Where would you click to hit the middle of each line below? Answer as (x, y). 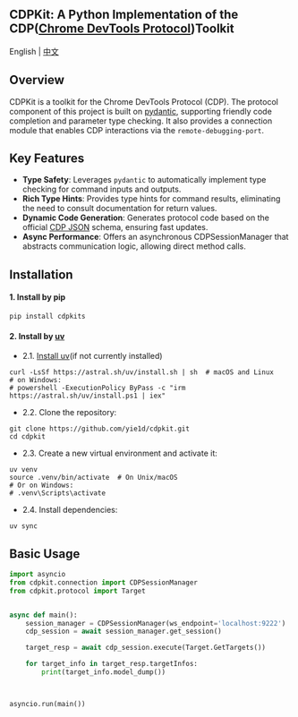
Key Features (47, 159)
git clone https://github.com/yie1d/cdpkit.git (100, 429)
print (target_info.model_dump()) (104, 672)
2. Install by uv (37, 336)
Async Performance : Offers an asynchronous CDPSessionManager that (155, 237)
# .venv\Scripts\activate (57, 493)
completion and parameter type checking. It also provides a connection (141, 121)
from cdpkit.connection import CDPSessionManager (104, 582)
